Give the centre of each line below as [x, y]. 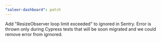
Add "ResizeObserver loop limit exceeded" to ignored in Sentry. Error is [78, 24]
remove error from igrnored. [34, 34]
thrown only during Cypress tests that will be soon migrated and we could [81, 29]
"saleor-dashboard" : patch [33, 10]
